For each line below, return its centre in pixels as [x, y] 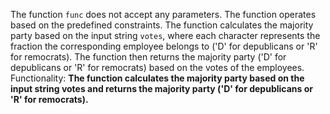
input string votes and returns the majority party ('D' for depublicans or [161, 88]
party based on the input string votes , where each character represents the [165, 35]
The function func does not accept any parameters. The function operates [163, 14]
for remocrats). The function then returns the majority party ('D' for [148, 57]
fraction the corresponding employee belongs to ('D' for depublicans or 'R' [164, 46]
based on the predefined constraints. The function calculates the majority [162, 25]
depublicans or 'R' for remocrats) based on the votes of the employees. [157, 67]
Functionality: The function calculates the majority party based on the [157, 78]
